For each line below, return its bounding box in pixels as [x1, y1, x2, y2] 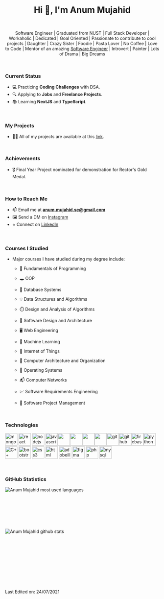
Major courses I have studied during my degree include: [12, 256, 125, 262]
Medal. [12, 173, 26, 179]
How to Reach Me [5, 195, 48, 202]
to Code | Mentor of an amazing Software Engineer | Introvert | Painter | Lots [5, 46, 160, 51]
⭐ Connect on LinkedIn [12, 221, 59, 227]
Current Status [5, 72, 41, 79]
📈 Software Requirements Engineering [19, 389, 98, 395]
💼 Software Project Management [19, 400, 86, 406]
